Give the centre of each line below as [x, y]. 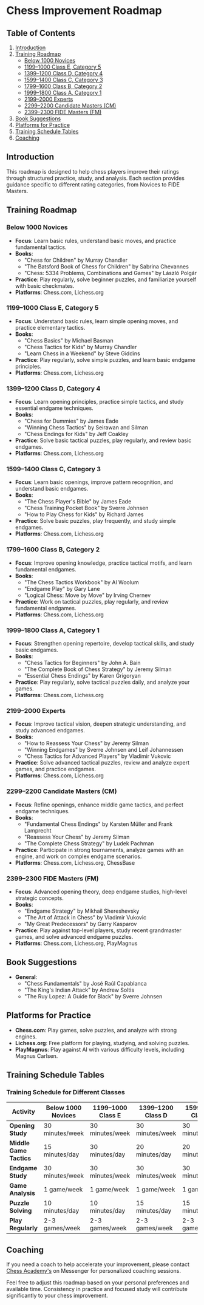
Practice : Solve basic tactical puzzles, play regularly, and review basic [103, 440]
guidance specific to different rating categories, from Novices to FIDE [93, 184]
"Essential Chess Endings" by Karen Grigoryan [83, 675]
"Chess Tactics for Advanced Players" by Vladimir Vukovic [97, 756]
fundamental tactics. [41, 247]
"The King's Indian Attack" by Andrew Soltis [79, 990]
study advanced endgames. [50, 731]
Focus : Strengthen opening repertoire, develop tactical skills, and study [104, 643]
